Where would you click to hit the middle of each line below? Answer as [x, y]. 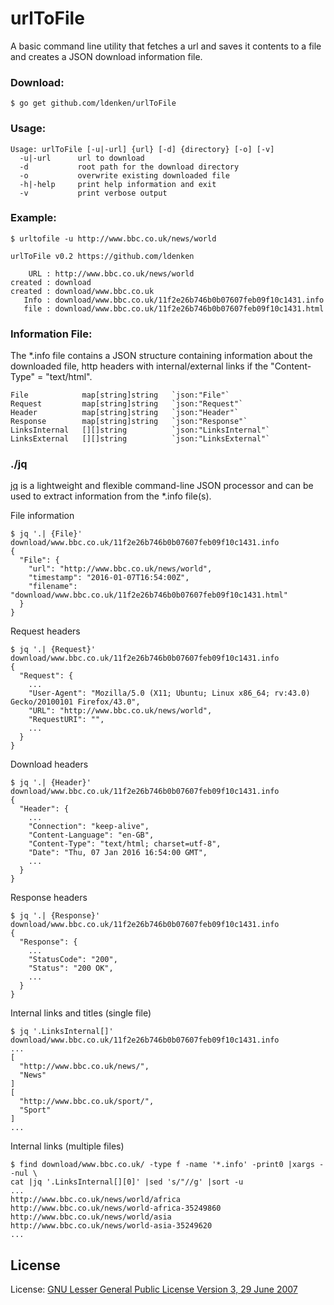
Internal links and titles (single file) [81, 1013]
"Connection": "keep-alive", [89, 827]
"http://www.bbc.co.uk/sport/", [87, 1102]
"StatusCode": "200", [73, 960]
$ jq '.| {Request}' [53, 650]
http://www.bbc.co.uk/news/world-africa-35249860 [116, 1208]
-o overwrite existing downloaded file [124, 175]
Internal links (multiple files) [67, 1146]
